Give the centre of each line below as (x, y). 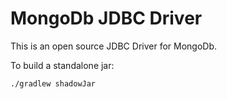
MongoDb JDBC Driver (106, 18)
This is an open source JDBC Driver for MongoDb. (114, 46)
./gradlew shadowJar (53, 83)
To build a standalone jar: (62, 65)
